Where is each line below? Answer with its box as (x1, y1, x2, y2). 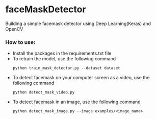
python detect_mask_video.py (12, 90, 75, 95)
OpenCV (5, 26, 23, 32)
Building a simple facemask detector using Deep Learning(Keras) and (5, 20, 151, 27)
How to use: (5, 38, 36, 45)
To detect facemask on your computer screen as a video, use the (12, 75, 150, 81)
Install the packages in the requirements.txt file (12, 50, 112, 57)
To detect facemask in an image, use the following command (12, 99, 141, 105)
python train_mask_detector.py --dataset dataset (12, 65, 121, 71)
